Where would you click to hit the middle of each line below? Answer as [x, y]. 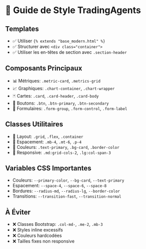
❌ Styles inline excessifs [38, 230]
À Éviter [18, 212]
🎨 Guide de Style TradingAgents [73, 10]
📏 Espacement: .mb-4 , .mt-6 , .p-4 [47, 142]
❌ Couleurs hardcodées [37, 235]
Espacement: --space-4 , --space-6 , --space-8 [59, 186]
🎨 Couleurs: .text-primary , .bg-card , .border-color [66, 147]
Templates [22, 29]
